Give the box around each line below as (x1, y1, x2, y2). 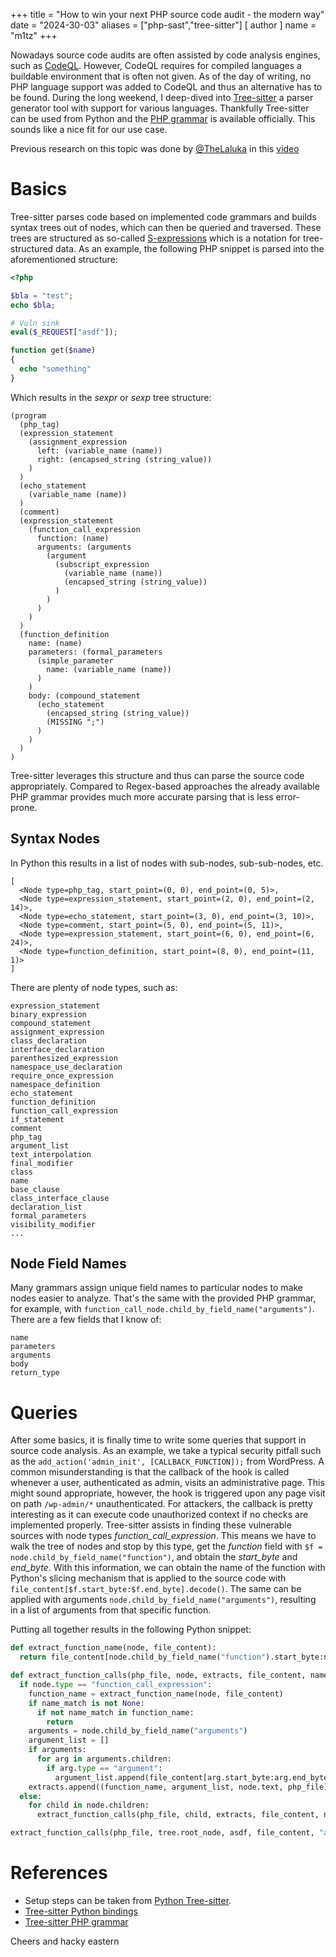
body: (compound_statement (28, 690, 141, 701)
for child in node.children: (28, 1800, 150, 1811)
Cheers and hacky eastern (10, 1935, 120, 1947)
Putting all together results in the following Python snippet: (10, 1624, 252, 1636)
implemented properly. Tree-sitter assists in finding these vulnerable (10, 1519, 292, 1531)
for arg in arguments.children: (36, 1754, 172, 1764)
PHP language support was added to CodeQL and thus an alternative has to (10, 81, 323, 93)
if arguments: (28, 1745, 87, 1755)
